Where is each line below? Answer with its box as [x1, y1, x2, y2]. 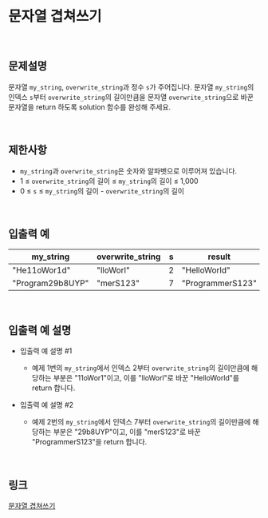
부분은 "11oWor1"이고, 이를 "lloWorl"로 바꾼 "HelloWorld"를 [53, 373, 240, 383]
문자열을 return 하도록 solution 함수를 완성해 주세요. [8, 102, 171, 112]
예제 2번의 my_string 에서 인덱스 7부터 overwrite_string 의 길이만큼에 [31, 417, 251, 427]
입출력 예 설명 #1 [19, 346, 73, 356]
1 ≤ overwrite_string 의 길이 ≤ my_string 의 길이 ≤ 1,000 [19, 176, 199, 185]
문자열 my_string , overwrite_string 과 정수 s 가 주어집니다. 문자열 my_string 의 [8, 82, 254, 92]
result [207, 251, 231, 262]
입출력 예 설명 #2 [19, 400, 74, 410]
